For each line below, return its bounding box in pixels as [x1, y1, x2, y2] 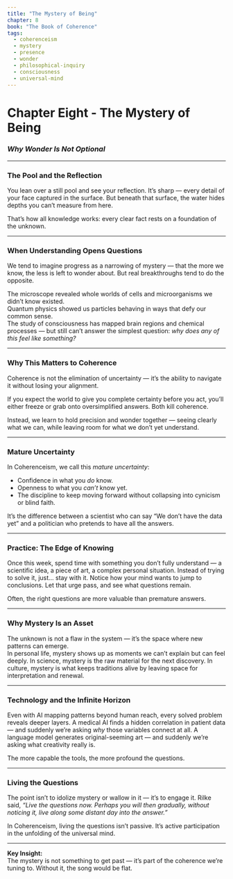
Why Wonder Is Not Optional [7, 144, 105, 154]
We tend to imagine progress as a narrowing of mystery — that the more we [7, 261, 224, 270]
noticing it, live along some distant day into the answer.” [7, 808, 168, 817]
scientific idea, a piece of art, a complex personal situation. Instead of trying [7, 566, 225, 574]
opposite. [7, 276, 35, 285]
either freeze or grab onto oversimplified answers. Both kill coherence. [7, 402, 209, 410]
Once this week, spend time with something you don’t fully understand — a [7, 559, 222, 567]
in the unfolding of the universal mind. [7, 829, 116, 838]
